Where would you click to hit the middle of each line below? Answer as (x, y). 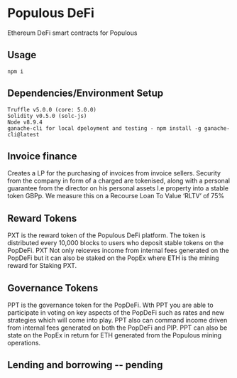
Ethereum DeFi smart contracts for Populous (72, 33)
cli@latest (23, 134)
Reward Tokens (42, 218)
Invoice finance (42, 156)
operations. (24, 343)
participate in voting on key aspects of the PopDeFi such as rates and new (116, 313)
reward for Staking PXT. (42, 266)
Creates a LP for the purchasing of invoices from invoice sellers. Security (114, 173)
